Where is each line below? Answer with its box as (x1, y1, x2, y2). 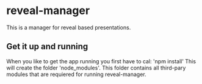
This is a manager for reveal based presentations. (6, 24, 131, 31)
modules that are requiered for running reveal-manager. (6, 71, 146, 78)
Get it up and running (6, 41, 88, 52)
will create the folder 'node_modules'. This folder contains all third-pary (6, 64, 186, 71)
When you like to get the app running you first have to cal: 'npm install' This (6, 57, 197, 65)
